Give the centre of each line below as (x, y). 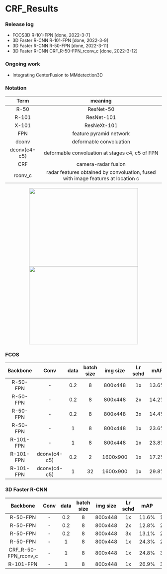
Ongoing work (23, 64)
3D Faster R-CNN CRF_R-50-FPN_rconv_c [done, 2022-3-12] (75, 51)
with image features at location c (101, 179)
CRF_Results (32, 9)
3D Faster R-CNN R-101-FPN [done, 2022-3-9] (60, 40)
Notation (16, 88)
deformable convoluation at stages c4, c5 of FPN (101, 153)
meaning (101, 101)
